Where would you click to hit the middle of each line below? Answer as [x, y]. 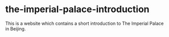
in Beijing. [16, 28]
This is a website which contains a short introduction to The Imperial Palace [84, 23]
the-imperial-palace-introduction [77, 9]
